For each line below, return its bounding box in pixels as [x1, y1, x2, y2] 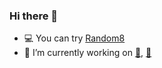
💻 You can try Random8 [23, 32, 126, 44]
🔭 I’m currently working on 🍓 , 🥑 [23, 47, 152, 59]
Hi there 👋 [9, 9, 59, 23]
